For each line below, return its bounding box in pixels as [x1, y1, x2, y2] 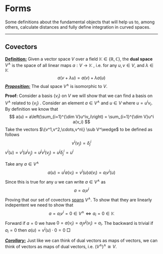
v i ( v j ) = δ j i [71, 139, 92, 147]
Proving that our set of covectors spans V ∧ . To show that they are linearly [5, 196, 152, 203]
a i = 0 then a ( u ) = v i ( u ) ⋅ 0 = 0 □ [5, 226, 71, 234]
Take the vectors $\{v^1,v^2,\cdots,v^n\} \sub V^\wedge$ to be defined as [5, 127, 153, 133]
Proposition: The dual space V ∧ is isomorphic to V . [5, 83, 108, 89]
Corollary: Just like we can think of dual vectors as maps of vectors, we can [5, 237, 158, 243]
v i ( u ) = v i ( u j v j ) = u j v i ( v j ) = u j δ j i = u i [5, 149, 74, 157]
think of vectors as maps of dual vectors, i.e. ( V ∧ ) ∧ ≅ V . [5, 243, 117, 250]
